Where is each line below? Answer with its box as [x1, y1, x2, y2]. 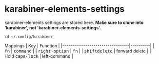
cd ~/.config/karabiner [4, 34, 53, 39]
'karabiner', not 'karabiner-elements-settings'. [4, 24, 101, 30]
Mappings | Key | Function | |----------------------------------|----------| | [4, 43, 155, 48]
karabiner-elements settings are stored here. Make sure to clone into [4, 20, 144, 25]
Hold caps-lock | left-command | [4, 53, 74, 59]
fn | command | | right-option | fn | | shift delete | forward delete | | [4, 48, 151, 54]
